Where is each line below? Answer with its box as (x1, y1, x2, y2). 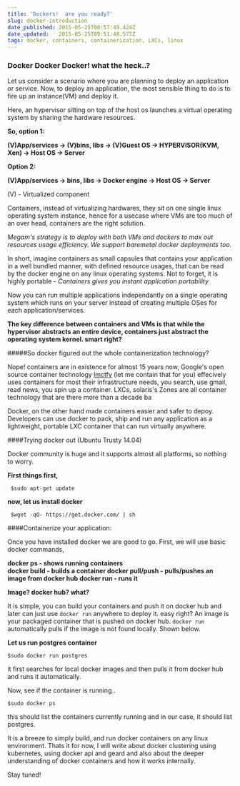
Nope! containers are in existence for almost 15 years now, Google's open (7, 363, 224, 371)
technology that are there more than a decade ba (7, 393, 152, 402)
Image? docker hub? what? (7, 588, 90, 597)
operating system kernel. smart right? (7, 335, 123, 343)
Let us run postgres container (7, 638, 98, 647)
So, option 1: (7, 127, 45, 136)
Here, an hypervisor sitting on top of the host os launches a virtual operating (7, 106, 232, 114)
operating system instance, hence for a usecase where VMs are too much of (7, 211, 233, 220)
